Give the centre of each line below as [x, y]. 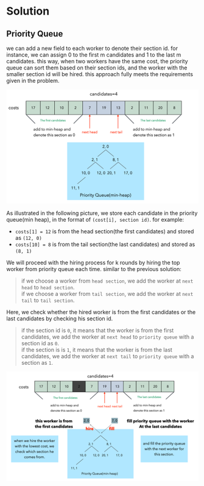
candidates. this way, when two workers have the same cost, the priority [97, 61]
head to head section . [48, 287]
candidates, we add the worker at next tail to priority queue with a [107, 356]
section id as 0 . [40, 343]
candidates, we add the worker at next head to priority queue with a [107, 337]
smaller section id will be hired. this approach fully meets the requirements [100, 74]
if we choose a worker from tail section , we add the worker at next [107, 294]
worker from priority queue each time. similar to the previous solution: [94, 269]
